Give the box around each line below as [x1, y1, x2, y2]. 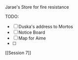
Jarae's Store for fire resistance [5, 4, 69, 10]
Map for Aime [18, 35, 46, 41]
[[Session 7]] [5, 50, 31, 56]
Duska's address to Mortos [18, 24, 74, 29]
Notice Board [18, 29, 45, 35]
